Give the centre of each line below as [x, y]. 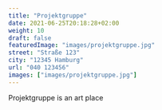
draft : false [30, 38]
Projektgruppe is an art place [56, 97]
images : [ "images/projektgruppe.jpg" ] [73, 75]
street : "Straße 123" [44, 53]
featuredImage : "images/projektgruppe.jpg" [82, 45]
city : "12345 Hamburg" [46, 61]
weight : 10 [26, 30]
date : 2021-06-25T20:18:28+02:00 [64, 23]
